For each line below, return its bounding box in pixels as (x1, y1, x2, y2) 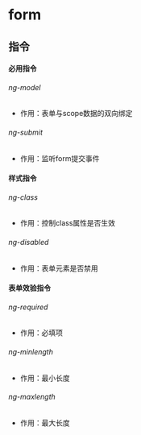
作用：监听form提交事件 (19, 153, 100, 163)
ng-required (8, 302, 48, 312)
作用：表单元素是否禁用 (19, 263, 98, 273)
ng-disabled (8, 237, 49, 246)
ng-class (8, 192, 39, 202)
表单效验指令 (8, 284, 51, 293)
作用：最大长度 (19, 417, 70, 428)
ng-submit (8, 127, 43, 137)
